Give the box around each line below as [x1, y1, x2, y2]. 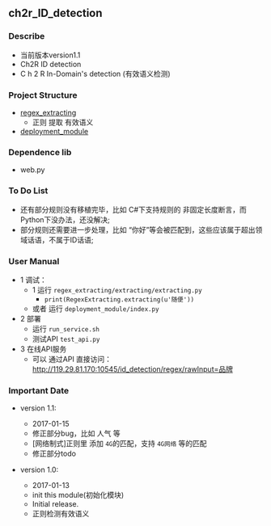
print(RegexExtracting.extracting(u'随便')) [44, 295, 195, 304]
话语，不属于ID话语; [27, 234, 94, 245]
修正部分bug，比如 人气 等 [32, 428, 121, 439]
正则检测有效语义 [32, 509, 90, 519]
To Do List [8, 185, 49, 196]
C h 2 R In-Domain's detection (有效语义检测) [19, 69, 171, 78]
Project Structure [8, 89, 78, 100]
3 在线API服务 [19, 343, 67, 354]
